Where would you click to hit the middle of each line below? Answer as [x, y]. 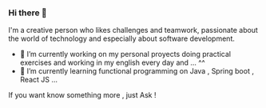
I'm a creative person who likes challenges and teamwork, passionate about [133, 30]
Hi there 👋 [28, 13]
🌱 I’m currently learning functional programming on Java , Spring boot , [137, 71]
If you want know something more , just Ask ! [82, 95]
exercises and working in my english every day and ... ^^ [112, 62]
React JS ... [39, 80]
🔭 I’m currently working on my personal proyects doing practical [125, 54]
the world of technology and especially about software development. [122, 38]
